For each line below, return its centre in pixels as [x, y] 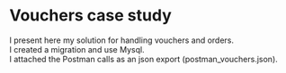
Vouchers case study [91, 16]
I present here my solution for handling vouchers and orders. [122, 40]
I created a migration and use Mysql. [77, 49]
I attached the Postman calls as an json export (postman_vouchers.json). [144, 59]
